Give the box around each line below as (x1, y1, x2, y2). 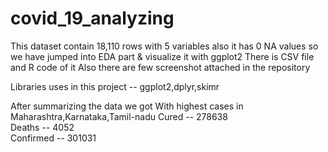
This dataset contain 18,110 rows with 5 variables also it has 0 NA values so (10, 40, 319, 52)
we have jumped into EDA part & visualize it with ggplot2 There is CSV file (10, 50, 315, 62)
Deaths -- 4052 (10, 121, 75, 133)
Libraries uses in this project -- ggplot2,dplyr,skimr (10, 80, 220, 92)
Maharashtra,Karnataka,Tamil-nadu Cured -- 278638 (10, 110, 228, 122)
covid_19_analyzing (10, 7, 175, 30)
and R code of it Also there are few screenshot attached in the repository (10, 61, 311, 73)
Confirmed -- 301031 (10, 132, 97, 144)
